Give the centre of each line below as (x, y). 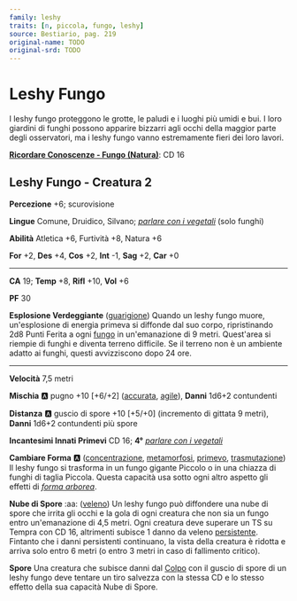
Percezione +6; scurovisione (62, 204)
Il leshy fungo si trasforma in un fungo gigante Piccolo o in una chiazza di (143, 467)
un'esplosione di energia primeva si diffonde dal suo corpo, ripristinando (141, 324)
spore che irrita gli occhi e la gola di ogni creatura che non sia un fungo (139, 513)
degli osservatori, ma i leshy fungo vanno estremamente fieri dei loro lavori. (147, 137)
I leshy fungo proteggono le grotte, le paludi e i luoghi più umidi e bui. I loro (146, 119)
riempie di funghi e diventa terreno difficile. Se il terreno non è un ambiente (146, 343)
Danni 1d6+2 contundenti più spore (74, 423)
